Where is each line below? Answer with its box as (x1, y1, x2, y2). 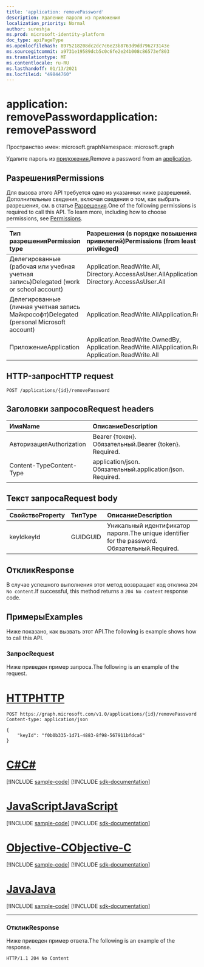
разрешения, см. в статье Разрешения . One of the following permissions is (6, 202, 197, 209)
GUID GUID (70, 533, 101, 542)
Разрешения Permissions (6, 173, 104, 183)
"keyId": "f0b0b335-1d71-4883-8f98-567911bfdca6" (17, 733, 146, 739)
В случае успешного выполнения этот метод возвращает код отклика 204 (6, 581, 199, 588)
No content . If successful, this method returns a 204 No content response (6, 588, 188, 595)
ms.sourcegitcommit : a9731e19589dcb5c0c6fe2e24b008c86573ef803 (6, 49, 170, 55)
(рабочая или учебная (9, 262, 75, 271)
